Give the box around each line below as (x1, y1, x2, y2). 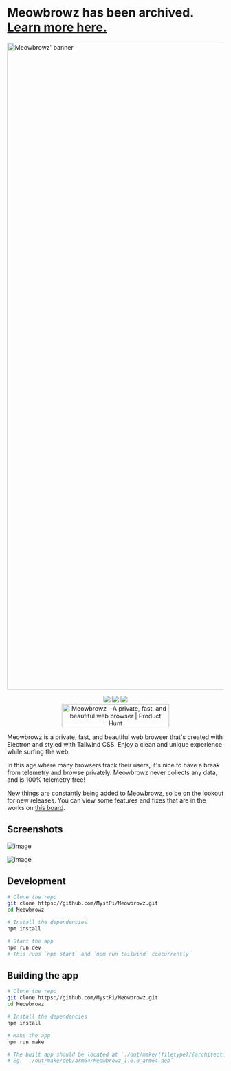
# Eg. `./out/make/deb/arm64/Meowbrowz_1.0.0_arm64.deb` (7, 1057, 174, 1064)
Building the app (7, 970, 79, 981)
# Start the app (7, 937, 54, 945)
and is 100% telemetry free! (7, 775, 86, 784)
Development (7, 875, 67, 887)
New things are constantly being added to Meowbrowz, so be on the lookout (7, 789, 224, 797)
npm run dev (7, 944, 41, 951)
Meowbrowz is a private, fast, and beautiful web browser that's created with (7, 733, 223, 741)
